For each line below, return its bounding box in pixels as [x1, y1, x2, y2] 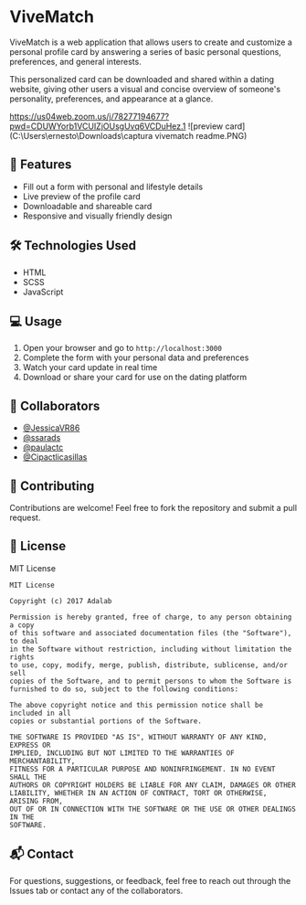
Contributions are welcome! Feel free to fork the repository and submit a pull [9, 503, 298, 513]
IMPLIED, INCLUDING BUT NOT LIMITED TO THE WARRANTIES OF [9, 748, 235, 758]
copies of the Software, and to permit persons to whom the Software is [9, 676, 292, 686]
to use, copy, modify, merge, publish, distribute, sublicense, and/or [9, 660, 288, 669]
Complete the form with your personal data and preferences [22, 352, 249, 363]
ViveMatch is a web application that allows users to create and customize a [9, 37, 292, 48]
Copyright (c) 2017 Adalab [9, 596, 112, 605]
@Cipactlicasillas [22, 452, 88, 463]
